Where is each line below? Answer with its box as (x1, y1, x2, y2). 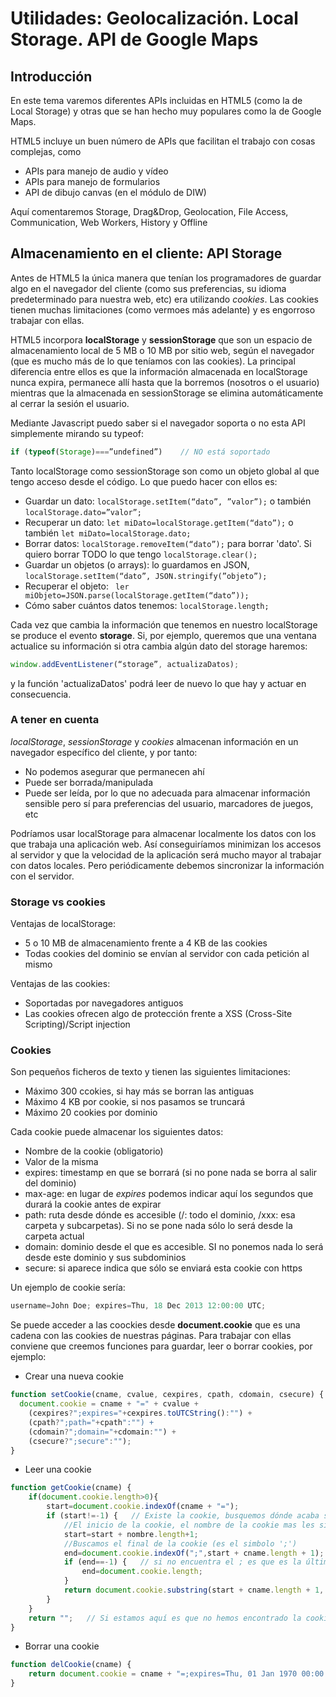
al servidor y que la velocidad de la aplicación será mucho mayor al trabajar (10, 848, 322, 861)
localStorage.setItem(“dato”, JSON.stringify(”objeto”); (24, 571, 268, 581)
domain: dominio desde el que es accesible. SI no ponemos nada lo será (24, 1241, 324, 1253)
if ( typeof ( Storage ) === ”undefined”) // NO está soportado (10, 447, 271, 457)
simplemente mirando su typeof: (10, 427, 145, 439)
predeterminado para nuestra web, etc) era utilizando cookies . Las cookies (10, 293, 319, 305)
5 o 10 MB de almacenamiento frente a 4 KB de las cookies (24, 937, 268, 949)
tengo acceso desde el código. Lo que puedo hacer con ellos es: (10, 475, 278, 487)
